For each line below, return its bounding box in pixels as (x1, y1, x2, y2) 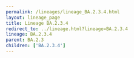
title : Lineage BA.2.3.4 (5, 20, 69, 26)
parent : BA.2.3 (5, 37, 44, 43)
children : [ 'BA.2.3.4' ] (5, 43, 66, 49)
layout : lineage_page (5, 14, 61, 21)
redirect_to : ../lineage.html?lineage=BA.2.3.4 (5, 25, 129, 32)
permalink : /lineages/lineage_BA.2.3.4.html (5, 8, 120, 15)
